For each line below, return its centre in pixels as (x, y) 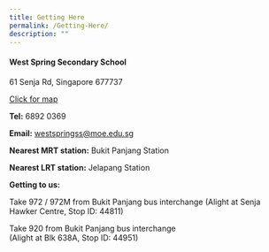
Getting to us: (35, 184)
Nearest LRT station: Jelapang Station (80, 167)
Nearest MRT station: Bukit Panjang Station (89, 150)
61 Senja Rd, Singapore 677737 (66, 81)
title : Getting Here (47, 17)
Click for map (34, 99)
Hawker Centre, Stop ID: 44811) (66, 211)
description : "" (39, 34)
